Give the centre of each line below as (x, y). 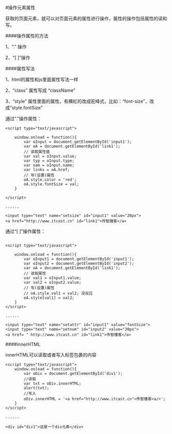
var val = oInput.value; (50, 156)
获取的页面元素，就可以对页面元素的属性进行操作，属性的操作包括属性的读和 (86, 18)
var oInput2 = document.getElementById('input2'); (79, 263)
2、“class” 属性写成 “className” (40, 90)
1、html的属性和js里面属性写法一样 (42, 79)
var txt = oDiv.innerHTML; (53, 384)
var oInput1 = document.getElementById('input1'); (79, 259)
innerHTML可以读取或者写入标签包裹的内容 (51, 355)
